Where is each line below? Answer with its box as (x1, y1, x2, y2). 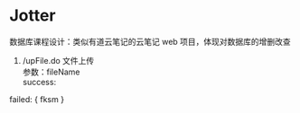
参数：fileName (22, 66, 80, 77)
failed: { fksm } (9, 93, 65, 104)
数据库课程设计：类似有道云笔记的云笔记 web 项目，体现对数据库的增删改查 (9, 36, 291, 47)
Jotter (9, 5, 56, 26)
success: (22, 76, 57, 87)
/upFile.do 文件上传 (22, 55, 95, 65)
